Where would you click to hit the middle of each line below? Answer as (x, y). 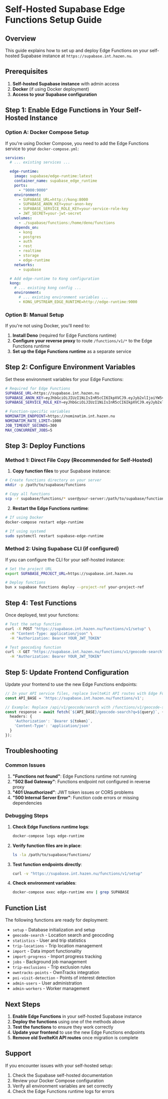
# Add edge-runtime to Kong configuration (54, 279)
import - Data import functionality (47, 951)
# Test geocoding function (33, 647)
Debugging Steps (27, 816)
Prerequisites (26, 72)
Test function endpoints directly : (47, 864)
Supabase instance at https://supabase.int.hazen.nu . (77, 56)
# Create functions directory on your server (53, 480)
